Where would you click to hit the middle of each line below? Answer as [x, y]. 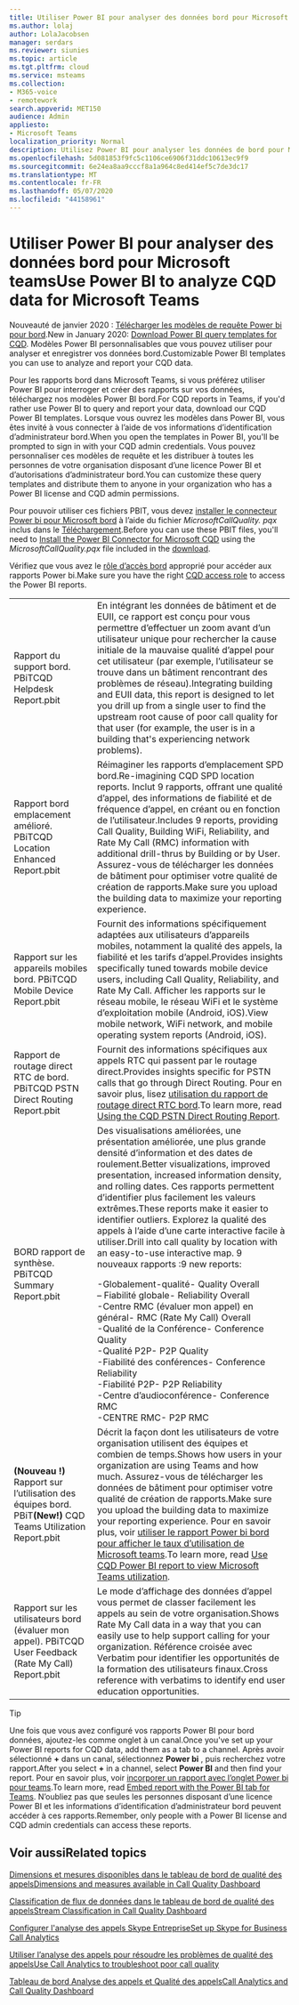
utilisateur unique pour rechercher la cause [187, 639]
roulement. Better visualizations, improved [183, 1164]
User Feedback [46, 1652]
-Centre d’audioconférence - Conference [183, 1395]
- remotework [33, 100]
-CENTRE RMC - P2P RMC [153, 1418]
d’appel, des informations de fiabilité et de [184, 797]
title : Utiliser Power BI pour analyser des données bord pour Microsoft [149, 17]
